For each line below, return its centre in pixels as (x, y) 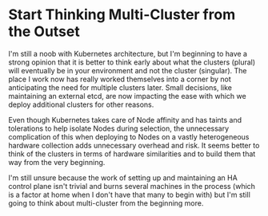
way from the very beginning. (57, 162)
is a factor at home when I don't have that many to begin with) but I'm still (129, 194)
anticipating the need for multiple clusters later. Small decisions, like (120, 87)
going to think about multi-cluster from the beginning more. (106, 203)
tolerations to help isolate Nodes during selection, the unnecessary (119, 128)
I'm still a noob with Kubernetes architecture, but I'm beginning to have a (128, 53)
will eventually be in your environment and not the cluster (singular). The (128, 70)
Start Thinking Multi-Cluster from (122, 15)
